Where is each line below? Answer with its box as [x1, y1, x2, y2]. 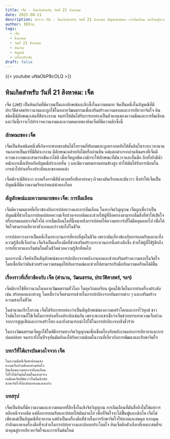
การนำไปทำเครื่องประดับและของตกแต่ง [5, 166, 69, 172]
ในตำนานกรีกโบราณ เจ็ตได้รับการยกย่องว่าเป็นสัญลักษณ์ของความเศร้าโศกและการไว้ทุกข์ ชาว [5, 307, 157, 313]
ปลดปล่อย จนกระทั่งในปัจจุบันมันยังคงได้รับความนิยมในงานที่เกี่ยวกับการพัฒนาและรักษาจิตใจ [5, 334, 158, 340]
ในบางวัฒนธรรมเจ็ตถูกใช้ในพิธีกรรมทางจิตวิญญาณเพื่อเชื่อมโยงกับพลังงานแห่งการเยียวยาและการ [5, 328, 163, 334]
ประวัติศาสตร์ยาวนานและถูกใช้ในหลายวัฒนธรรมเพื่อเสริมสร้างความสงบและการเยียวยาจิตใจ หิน [5, 107, 161, 113]
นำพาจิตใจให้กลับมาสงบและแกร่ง [5, 381, 52, 386]
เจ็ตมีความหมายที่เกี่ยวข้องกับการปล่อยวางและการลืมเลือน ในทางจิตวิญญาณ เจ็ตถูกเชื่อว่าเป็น [5, 206, 157, 212]
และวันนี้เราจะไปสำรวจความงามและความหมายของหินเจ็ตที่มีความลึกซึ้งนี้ [5, 119, 123, 125]
